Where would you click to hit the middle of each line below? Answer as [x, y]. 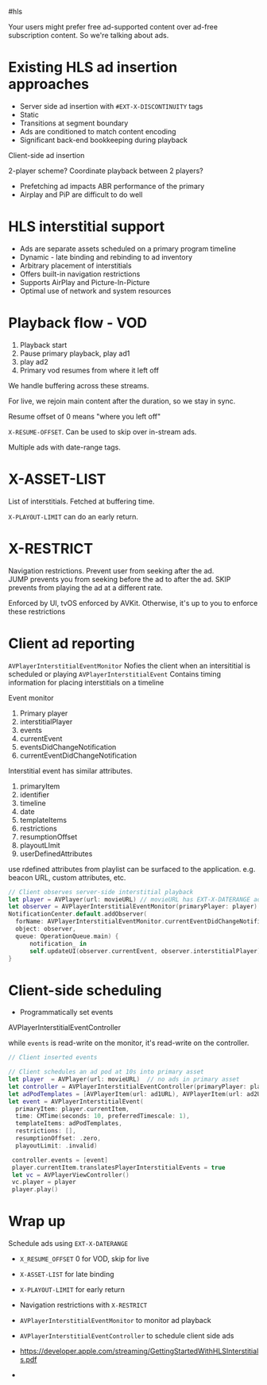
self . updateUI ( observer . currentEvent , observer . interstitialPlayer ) [145, 951]
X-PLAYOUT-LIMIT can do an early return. [74, 516]
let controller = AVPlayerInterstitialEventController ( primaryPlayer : [128, 1086]
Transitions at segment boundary [74, 123]
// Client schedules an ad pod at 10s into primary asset [106, 1072]
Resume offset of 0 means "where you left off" [85, 416]
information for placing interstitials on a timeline [86, 682]
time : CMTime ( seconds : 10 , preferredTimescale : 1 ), [103, 1116]
